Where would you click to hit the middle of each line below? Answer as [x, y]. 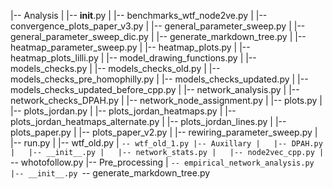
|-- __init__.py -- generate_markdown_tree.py [110, 173]
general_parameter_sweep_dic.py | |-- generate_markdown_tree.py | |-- [158, 36]
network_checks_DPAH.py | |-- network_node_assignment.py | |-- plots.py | [166, 100]
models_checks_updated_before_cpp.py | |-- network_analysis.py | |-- [155, 89]
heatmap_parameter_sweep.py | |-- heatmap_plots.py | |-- [130, 47]
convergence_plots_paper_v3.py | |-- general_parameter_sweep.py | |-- [158, 26]
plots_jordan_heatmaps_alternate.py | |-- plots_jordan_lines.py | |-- [148, 121]
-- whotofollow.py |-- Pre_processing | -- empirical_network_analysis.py [162, 162]
